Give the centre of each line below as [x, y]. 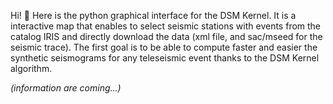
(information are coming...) [66, 88]
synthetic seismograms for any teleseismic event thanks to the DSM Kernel [165, 58]
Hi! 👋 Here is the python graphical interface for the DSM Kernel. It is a [153, 15]
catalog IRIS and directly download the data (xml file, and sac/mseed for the [166, 36]
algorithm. [31, 68]
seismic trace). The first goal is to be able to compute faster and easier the [164, 47]
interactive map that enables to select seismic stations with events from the [166, 26]
